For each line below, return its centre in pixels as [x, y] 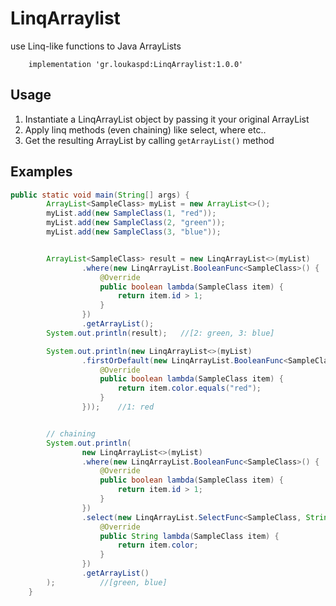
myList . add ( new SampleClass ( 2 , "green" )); [136, 223]
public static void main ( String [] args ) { [100, 195]
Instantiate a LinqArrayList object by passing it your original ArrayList [167, 119]
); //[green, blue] [107, 582]
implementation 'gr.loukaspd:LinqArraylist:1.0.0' [136, 64]
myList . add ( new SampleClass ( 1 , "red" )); [131, 213]
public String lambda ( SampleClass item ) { [189, 536]
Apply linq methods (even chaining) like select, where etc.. [145, 129]
